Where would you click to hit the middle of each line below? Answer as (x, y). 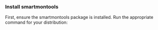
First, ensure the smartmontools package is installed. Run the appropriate (79, 17)
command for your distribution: (36, 22)
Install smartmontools (32, 7)
